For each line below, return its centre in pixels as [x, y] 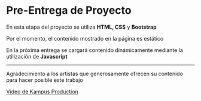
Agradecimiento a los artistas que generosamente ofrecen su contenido [95, 74]
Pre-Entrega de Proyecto [69, 10]
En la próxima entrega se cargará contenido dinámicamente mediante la [95, 50]
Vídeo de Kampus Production [42, 91]
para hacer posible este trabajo [45, 80]
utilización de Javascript [37, 56]
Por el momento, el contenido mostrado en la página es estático [85, 38]
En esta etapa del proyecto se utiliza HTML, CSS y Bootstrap [81, 27]
